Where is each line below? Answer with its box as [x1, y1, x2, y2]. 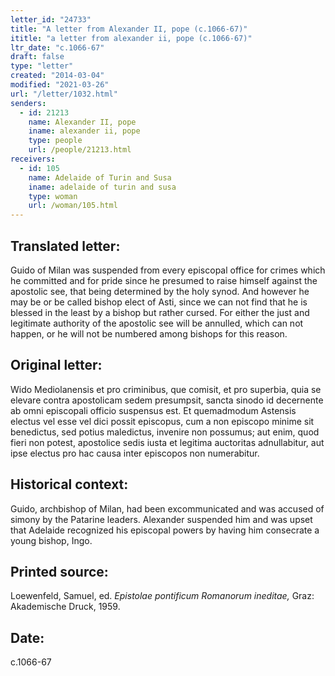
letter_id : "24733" [10, 14, 92, 25]
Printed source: [10, 563, 109, 580]
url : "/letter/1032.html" [10, 89, 118, 99]
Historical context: [10, 476, 129, 493]
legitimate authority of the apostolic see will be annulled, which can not [10, 317, 304, 329]
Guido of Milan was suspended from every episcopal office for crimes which [10, 264, 326, 276]
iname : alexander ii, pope [28, 126, 141, 136]
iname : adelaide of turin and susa [28, 182, 177, 192]
